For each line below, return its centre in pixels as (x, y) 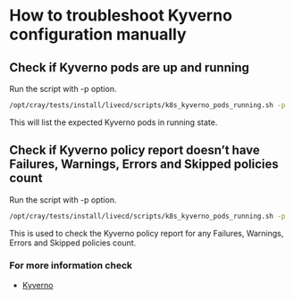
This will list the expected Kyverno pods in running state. (113, 122)
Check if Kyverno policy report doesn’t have (135, 150)
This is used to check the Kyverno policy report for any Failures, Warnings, (147, 233)
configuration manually (98, 34)
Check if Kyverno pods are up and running (130, 67)
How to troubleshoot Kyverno (121, 16)
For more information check (71, 266)
